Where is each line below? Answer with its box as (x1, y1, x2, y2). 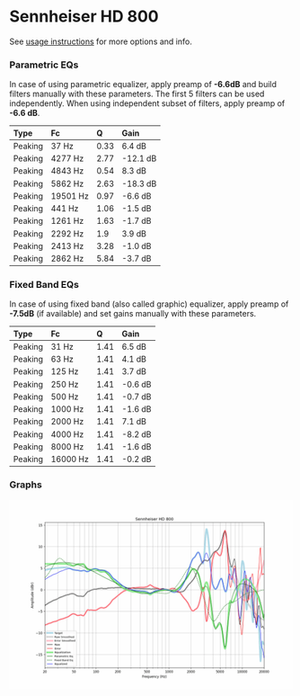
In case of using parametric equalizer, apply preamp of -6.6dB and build (9, 79, 277, 90)
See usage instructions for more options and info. (9, 36, 193, 47)
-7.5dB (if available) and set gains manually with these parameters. (9, 308, 257, 319)
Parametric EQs (9, 58, 79, 71)
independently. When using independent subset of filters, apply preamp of (9, 98, 286, 109)
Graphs (9, 478, 42, 491)
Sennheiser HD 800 (9, 6, 159, 27)
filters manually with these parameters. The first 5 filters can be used (9, 88, 265, 100)
